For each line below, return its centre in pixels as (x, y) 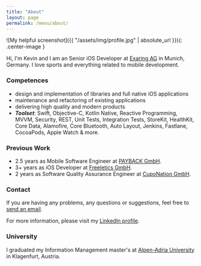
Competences (27, 80)
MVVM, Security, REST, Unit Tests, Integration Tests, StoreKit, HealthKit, (104, 119)
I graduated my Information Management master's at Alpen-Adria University (100, 250)
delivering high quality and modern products (70, 106)
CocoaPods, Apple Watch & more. (57, 132)
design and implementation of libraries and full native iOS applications (102, 94)
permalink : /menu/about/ (37, 23)
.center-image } (26, 47)
